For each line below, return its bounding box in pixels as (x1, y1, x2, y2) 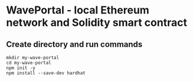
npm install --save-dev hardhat (6, 70, 86, 76)
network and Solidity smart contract (6, 16, 188, 29)
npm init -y (6, 65, 35, 71)
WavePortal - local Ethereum (6, 4, 149, 17)
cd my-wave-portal (6, 60, 51, 66)
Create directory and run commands (6, 39, 143, 49)
